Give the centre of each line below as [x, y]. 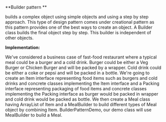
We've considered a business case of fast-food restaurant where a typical [81, 57]
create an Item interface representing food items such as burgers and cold [81, 78]
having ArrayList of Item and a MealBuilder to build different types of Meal [81, 104]
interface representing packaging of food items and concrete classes [76, 89]
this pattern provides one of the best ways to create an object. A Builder [79, 27]
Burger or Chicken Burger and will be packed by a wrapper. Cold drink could [83, 67]
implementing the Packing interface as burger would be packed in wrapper [82, 94]
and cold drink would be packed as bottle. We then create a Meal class [78, 99]
